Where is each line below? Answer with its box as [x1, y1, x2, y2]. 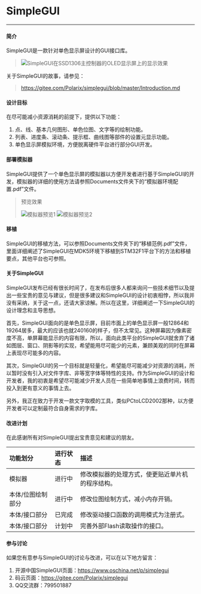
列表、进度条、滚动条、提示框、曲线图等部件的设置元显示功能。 [14, 134, 172, 141]
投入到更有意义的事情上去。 [6, 384, 75, 392]
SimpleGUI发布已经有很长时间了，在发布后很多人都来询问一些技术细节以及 [6, 284, 190, 291]
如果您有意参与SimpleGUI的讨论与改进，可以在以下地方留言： [6, 554, 159, 561]
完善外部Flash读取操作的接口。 [80, 522, 167, 531]
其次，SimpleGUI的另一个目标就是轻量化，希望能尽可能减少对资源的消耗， [6, 362, 190, 369]
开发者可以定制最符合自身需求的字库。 [6, 404, 100, 411]
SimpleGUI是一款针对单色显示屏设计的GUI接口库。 [6, 47, 131, 54]
